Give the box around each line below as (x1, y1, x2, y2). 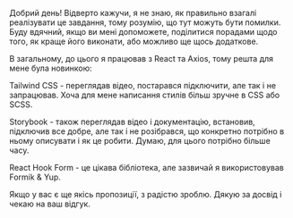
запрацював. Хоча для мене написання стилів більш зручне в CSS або (9, 89, 280, 100)
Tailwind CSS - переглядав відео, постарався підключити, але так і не (9, 80, 276, 90)
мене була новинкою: (9, 63, 92, 73)
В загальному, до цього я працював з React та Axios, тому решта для (9, 54, 274, 63)
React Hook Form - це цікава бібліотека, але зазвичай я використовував (9, 163, 284, 172)
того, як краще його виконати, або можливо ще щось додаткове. (9, 36, 259, 46)
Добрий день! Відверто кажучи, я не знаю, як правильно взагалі (9, 8, 257, 18)
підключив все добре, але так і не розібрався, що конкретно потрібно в (9, 126, 285, 137)
